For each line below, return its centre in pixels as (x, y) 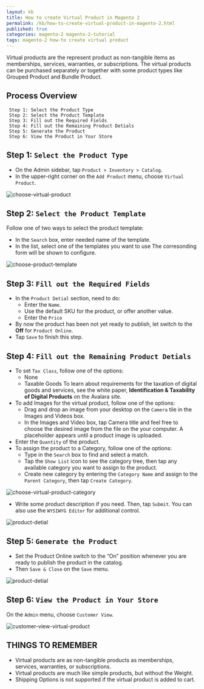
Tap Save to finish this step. (49, 337)
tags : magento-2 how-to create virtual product (68, 40)
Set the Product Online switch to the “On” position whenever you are (101, 556)
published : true (27, 29)
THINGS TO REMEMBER (52, 646)
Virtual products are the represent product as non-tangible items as (91, 57)
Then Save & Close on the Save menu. (62, 569)
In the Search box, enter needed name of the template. (83, 240)
